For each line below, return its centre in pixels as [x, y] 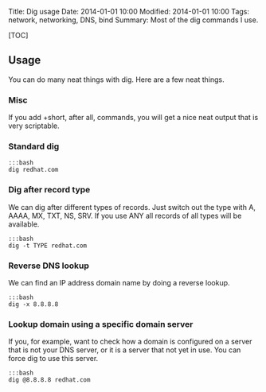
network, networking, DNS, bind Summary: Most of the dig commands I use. [133, 20]
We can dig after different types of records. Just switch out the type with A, [132, 207]
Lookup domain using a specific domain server [101, 324]
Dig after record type [49, 190]
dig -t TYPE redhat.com [48, 246]
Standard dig [34, 146]
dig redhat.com [33, 170]
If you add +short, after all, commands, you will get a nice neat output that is [133, 118]
